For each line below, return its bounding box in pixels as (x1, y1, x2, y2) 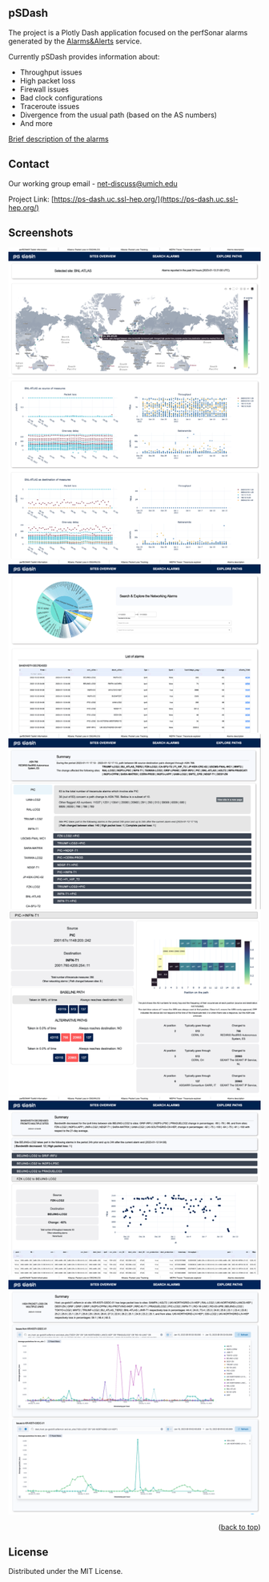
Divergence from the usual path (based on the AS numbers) (19, 110, 218, 120)
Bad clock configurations (19, 92, 102, 103)
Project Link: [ (8, 194, 54, 204)
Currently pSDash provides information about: (8, 51, 160, 61)
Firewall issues (19, 84, 70, 94)
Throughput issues (19, 67, 82, 77)
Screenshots (8, 226, 74, 240)
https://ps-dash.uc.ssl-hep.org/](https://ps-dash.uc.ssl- (53, 194, 239, 204)
